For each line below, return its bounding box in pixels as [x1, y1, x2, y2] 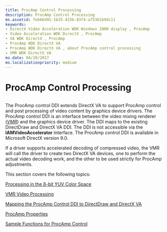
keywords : [5, 22, 27, 27]
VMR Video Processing [5, 191, 54, 197]
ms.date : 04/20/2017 [5, 55, 50, 60]
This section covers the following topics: [5, 171, 91, 177]
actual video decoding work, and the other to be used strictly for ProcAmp [5, 156, 162, 162]
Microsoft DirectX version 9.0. [5, 135, 69, 141]
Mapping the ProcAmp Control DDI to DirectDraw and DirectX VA [5, 201, 142, 207]
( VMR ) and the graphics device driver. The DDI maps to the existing [5, 118, 148, 124]
